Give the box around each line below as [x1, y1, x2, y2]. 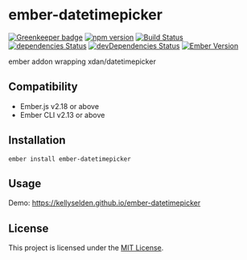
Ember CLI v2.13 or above [19, 110, 105, 120]
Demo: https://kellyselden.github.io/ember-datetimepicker [8, 198, 201, 208]
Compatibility [8, 80, 78, 94]
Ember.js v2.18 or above [19, 101, 99, 111]
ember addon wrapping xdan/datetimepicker [8, 57, 157, 66]
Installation [8, 133, 66, 147]
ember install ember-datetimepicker [8, 155, 131, 163]
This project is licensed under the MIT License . [8, 243, 164, 253]
